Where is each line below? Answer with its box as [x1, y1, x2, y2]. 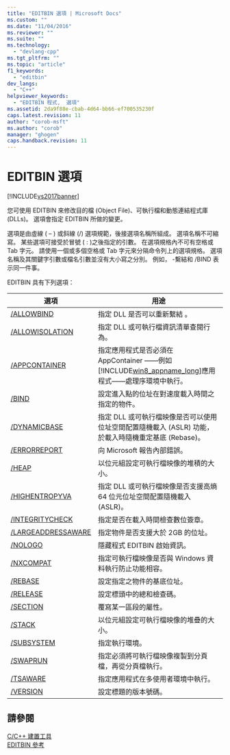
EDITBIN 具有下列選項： [7, 278, 75, 286]
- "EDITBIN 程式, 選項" [13, 99, 80, 106]
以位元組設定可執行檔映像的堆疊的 [98, 615, 208, 625]
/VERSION [10, 686, 43, 696]
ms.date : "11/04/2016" [7, 23, 72, 29]
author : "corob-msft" [7, 118, 69, 125]
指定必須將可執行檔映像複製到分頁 [98, 652, 208, 661]
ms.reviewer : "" [7, 29, 53, 36]
